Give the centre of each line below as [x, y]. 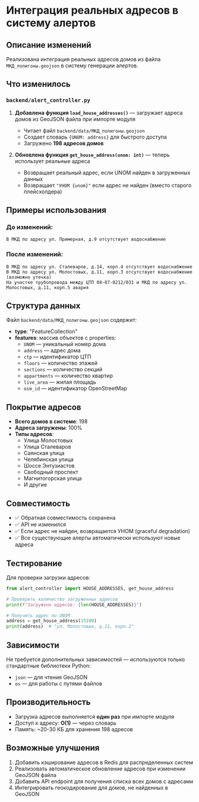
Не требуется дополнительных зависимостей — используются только [96, 659]
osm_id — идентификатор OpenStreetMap [75, 389]
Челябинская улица [49, 459]
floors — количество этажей [61, 363]
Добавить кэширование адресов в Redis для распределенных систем [104, 762]
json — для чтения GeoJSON [51, 677]
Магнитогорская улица [53, 478]
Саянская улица [44, 453]
